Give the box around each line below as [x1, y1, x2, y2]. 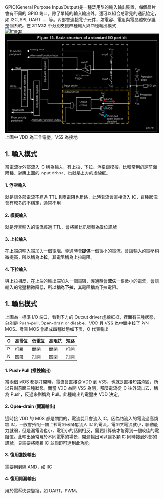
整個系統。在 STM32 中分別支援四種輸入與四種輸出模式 [5, 23, 116, 28]
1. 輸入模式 [5, 150, 38, 158]
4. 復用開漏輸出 [5, 476, 36, 482]
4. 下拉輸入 [5, 266, 28, 272]
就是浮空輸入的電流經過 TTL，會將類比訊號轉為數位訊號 [5, 224, 117, 230]
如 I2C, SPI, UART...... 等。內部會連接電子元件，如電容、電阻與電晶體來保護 [5, 17, 156, 22]
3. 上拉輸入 [5, 236, 28, 242]
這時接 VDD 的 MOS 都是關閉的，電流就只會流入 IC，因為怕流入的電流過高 [5, 415, 154, 421]
